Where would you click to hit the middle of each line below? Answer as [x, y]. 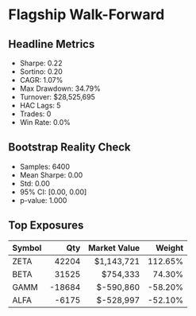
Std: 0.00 [35, 183]
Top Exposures [46, 226]
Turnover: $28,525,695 [57, 97]
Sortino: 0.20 [41, 72]
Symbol [27, 248]
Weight [170, 248]
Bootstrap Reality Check [69, 148]
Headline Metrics [52, 44]
